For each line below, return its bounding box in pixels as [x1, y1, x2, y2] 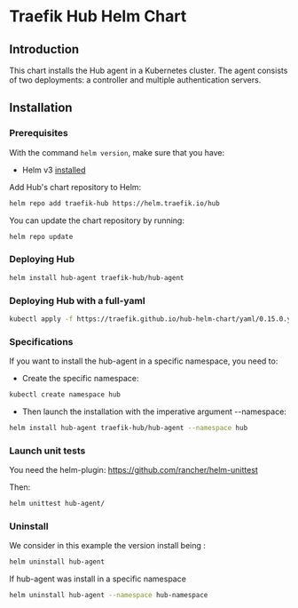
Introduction [9, 42, 80, 57]
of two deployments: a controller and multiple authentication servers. [9, 75, 262, 85]
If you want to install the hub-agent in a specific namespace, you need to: [9, 356, 278, 366]
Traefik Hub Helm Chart [9, 6, 187, 27]
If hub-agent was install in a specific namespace [9, 573, 186, 584]
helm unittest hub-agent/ [9, 500, 105, 508]
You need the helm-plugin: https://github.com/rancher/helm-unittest [9, 465, 259, 476]
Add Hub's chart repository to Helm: [9, 181, 142, 192]
